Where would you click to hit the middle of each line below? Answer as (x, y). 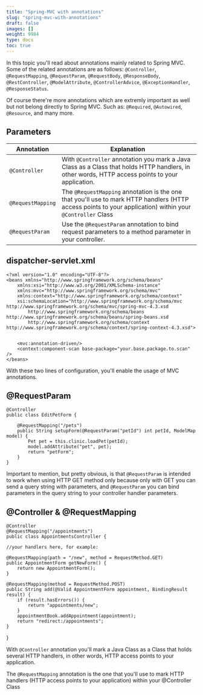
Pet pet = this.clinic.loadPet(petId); (78, 442)
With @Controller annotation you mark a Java (126, 159)
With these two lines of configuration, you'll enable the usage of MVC (93, 370)
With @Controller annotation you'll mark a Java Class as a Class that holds (99, 650)
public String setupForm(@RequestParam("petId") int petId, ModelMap (107, 431)
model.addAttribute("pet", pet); (70, 447)
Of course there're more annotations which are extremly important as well (98, 100)
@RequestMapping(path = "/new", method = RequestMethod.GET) (85, 558)
